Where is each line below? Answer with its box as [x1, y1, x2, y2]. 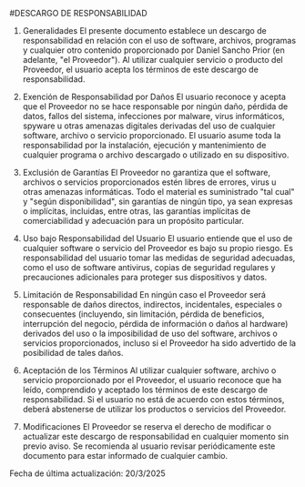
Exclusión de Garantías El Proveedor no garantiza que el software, [22, 167, 271, 178]
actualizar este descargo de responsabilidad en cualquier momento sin [22, 431, 290, 441]
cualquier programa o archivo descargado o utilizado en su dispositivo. [22, 149, 290, 160]
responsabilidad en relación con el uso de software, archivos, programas [22, 36, 297, 46]
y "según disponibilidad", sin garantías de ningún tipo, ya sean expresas [22, 196, 293, 207]
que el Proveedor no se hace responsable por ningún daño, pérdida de [22, 101, 289, 112]
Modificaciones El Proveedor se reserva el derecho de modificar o [22, 421, 271, 431]
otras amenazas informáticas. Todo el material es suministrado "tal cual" [22, 187, 295, 197]
